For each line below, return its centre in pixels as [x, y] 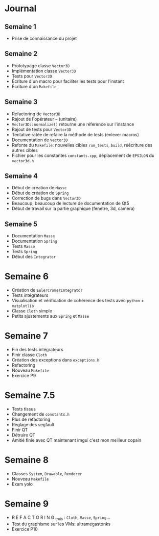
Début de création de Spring [40, 193]
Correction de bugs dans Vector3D [46, 198]
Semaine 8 [27, 460]
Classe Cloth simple [32, 311]
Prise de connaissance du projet [44, 38]
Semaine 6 [27, 276]
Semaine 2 [21, 54]
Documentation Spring [34, 241]
